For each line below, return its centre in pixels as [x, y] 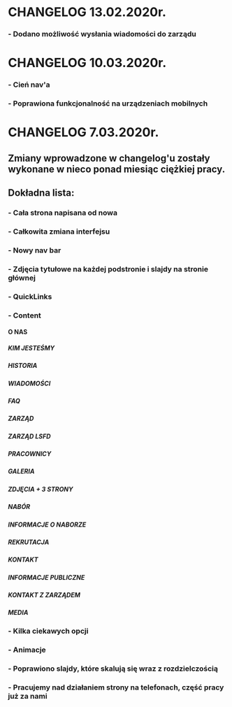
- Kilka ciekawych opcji [48, 631]
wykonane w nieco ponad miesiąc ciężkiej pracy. [117, 169]
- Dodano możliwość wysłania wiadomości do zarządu [102, 34]
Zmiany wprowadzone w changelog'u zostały [109, 158]
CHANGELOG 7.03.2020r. [84, 133]
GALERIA [21, 471]
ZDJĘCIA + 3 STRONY [41, 489]
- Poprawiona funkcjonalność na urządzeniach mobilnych [108, 103]
